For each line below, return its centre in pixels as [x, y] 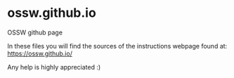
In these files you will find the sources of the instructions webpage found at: [117, 46]
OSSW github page [35, 32]
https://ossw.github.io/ [40, 53]
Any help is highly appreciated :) [54, 67]
